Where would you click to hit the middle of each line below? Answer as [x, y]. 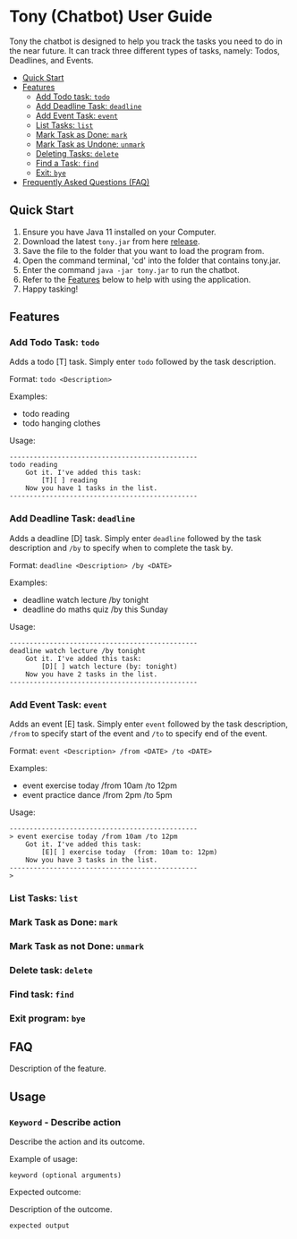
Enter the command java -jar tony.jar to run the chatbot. [131, 269]
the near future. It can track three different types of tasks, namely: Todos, [144, 50]
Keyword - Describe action [65, 1122]
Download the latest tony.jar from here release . [111, 241]
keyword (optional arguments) [66, 1175]
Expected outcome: [45, 1192]
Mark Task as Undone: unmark [90, 144]
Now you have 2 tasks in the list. [92, 674]
